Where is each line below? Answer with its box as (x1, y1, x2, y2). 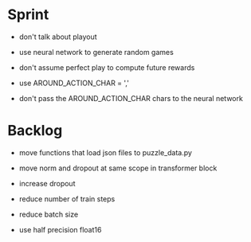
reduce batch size (18, 209, 79, 219)
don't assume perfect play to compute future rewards (18, 62, 195, 72)
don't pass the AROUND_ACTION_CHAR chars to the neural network (18, 93, 244, 103)
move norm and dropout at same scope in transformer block (18, 163, 218, 173)
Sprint (7, 6, 49, 24)
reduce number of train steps (18, 193, 116, 204)
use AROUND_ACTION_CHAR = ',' (18, 78, 129, 88)
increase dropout (18, 178, 76, 188)
